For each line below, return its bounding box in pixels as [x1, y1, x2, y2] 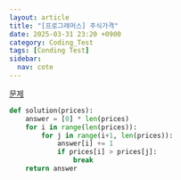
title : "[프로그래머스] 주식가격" [9, 21, 119, 30]
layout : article [9, 12, 70, 22]
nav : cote [17, 63, 53, 72]
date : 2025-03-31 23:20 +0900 [9, 29, 122, 38]
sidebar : [9, 54, 42, 63]
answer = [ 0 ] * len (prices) [25, 114, 129, 123]
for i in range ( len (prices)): [25, 122, 138, 132]
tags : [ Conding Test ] [9, 46, 90, 55]
